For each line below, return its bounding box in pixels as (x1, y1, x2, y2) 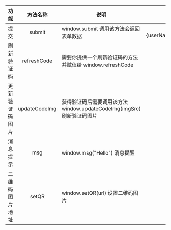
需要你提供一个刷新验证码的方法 (62, 54, 138, 61)
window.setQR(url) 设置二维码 (62, 190, 133, 196)
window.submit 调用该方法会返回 (62, 25, 140, 32)
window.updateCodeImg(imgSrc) (62, 105, 141, 112)
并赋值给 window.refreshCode (62, 61, 134, 68)
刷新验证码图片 (62, 112, 98, 119)
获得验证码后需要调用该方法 (62, 98, 128, 105)
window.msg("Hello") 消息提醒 (62, 149, 135, 156)
